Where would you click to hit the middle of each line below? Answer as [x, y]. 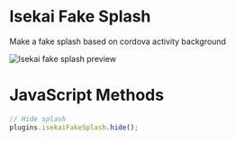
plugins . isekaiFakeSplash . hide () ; [74, 128]
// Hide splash [38, 119]
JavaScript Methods [87, 95]
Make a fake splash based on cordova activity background [118, 41]
